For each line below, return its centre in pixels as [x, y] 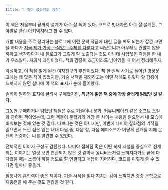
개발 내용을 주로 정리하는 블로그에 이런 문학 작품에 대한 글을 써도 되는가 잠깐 [79, 41]
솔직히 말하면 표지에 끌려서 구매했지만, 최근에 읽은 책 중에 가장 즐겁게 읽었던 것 [81, 94]
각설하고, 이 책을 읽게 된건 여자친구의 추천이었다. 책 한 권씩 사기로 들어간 [76, 71]
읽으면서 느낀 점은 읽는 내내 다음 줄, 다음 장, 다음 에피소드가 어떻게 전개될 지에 [81, 129]
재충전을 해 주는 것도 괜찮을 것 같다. [40, 182]
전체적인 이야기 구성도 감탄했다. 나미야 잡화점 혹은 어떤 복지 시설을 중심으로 [79, 146]
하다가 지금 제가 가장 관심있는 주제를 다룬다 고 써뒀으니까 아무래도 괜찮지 [81, 47]
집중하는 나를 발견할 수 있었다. [44, 136]
